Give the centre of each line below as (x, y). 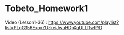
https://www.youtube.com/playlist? (84, 22)
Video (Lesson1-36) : (26, 22)
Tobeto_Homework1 (47, 9)
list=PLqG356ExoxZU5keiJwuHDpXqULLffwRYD (54, 27)
